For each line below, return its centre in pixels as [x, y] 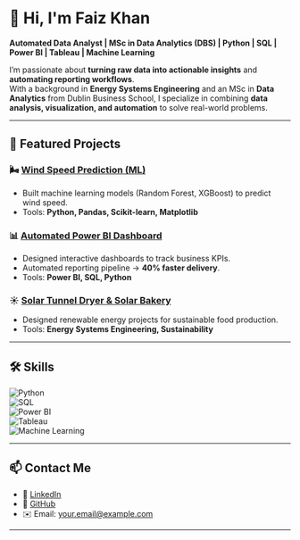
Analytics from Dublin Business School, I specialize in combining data [138, 98]
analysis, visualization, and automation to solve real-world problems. [138, 107]
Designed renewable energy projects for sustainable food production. [150, 320]
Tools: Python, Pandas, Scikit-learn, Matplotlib [110, 212]
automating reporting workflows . [72, 79]
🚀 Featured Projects [65, 144]
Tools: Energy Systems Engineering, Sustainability [118, 329]
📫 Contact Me [50, 468]
